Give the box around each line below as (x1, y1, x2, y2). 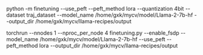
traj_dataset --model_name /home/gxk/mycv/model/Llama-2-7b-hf (26, 11, 193, 19)
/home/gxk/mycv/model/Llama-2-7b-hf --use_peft (39, 36, 165, 42)
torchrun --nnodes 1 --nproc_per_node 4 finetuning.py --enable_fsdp (6, 29, 180, 36)
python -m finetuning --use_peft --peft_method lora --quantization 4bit (6, 5, 184, 12)
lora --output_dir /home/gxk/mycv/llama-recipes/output (39, 42, 178, 49)
